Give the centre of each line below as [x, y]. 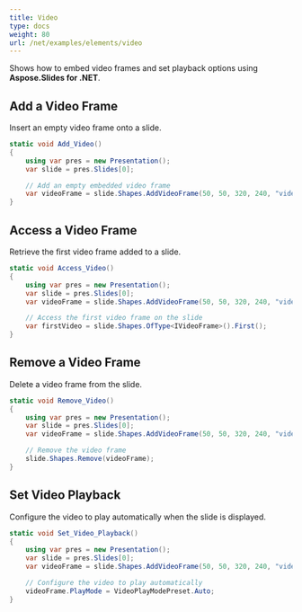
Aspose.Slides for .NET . [55, 78]
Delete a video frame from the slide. [75, 384]
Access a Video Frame [73, 230]
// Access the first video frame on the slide [114, 318]
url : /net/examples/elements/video [76, 43]
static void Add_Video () [56, 145]
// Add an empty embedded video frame [98, 185]
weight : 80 [30, 34]
